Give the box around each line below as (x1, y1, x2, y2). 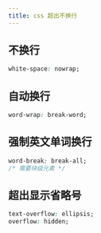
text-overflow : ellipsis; (8, 210, 94, 219)
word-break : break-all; (8, 157, 87, 165)
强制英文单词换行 (8, 135, 92, 149)
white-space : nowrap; (8, 65, 80, 73)
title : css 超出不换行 (8, 11, 78, 20)
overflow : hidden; (8, 218, 69, 226)
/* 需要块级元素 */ (8, 164, 66, 172)
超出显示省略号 (8, 188, 82, 202)
